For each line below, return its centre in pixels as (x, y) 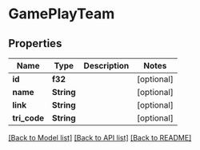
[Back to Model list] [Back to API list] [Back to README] (100, 138)
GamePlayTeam (62, 14)
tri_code (28, 118)
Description (106, 66)
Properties (35, 43)
